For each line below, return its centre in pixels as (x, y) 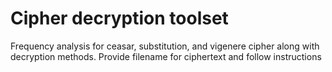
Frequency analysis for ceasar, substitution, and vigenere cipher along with (165, 46)
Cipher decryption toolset (119, 18)
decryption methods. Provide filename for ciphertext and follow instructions (166, 56)
